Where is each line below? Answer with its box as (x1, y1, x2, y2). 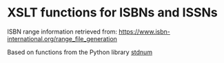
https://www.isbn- (119, 27, 171, 36)
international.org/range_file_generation (7, 34, 117, 42)
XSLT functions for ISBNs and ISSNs (7, 5, 218, 21)
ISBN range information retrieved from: (7, 27, 118, 36)
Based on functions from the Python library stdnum (7, 48, 153, 56)
